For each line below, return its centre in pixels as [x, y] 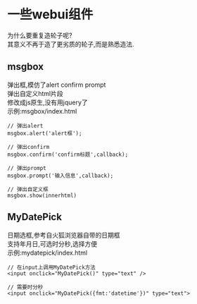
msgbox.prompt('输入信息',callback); [61, 176]
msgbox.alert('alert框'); [45, 133]
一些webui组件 [50, 14]
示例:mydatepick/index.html [47, 253]
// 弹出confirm [28, 147]
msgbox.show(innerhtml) [42, 195]
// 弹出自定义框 [28, 189]
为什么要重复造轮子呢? [40, 35]
